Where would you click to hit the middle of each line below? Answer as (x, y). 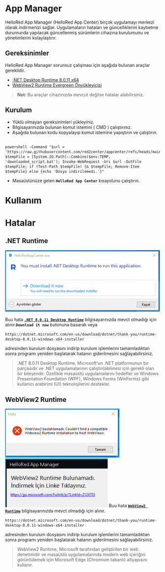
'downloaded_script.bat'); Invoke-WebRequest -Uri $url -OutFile (73, 162)
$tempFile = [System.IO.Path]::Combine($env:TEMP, (58, 157)
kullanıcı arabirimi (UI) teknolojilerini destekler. (64, 384)
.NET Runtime (27, 241)
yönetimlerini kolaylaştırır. (31, 38)
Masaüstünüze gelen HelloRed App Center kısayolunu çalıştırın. (76, 180)
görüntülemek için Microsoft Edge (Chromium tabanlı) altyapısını (82, 560)
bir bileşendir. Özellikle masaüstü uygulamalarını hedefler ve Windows (88, 373)
